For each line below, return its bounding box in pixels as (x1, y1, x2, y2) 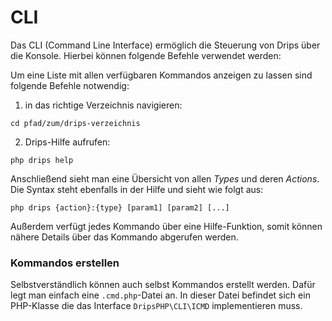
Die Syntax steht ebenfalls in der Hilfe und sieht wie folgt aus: (10, 183, 264, 195)
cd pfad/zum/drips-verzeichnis (10, 118, 141, 128)
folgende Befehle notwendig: (10, 79, 130, 91)
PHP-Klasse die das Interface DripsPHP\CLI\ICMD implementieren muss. (10, 300, 303, 312)
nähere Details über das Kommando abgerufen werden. (10, 231, 239, 243)
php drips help (10, 155, 74, 165)
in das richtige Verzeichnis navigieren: (24, 99, 183, 111)
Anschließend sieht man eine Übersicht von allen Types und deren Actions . (10, 172, 320, 185)
